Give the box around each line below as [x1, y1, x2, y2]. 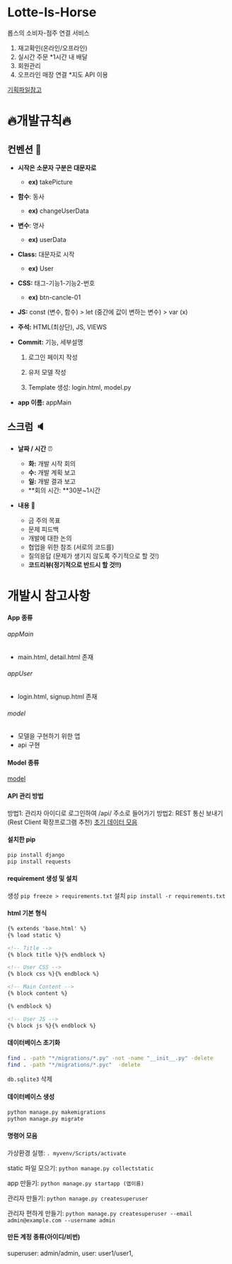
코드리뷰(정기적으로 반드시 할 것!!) [28, 560, 122, 568]
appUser [7, 669, 33, 678]
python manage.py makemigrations [7, 1109, 106, 1116]
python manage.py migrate [7, 1115, 83, 1122]
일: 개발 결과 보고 [28, 477, 76, 485]
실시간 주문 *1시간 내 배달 [17, 53, 88, 61]
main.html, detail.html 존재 [17, 652, 94, 661]
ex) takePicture [28, 177, 73, 186]
